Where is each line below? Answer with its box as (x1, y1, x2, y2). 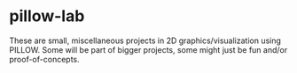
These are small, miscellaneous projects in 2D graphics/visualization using (9, 35, 282, 46)
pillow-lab (9, 6, 85, 26)
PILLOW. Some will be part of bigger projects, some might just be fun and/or (9, 44, 288, 55)
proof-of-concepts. (9, 54, 80, 64)
